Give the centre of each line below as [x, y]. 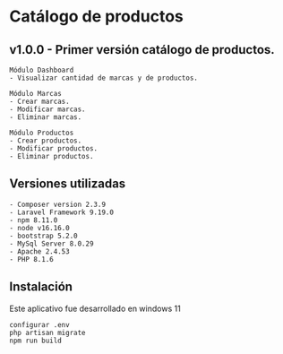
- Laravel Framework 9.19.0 [62, 212]
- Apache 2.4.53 [39, 251]
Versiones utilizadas [68, 184]
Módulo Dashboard [42, 70]
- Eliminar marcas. [46, 117]
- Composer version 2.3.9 [57, 204]
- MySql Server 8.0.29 [51, 244]
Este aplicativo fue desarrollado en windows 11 [95, 308]
